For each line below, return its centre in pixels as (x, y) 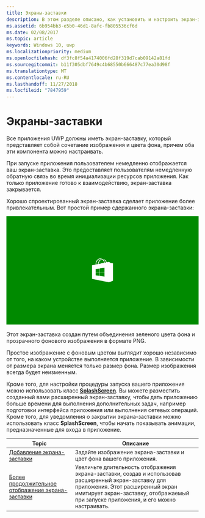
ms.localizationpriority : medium (49, 52)
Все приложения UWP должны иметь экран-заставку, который (89, 138)
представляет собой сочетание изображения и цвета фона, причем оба (100, 145)
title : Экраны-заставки (37, 13)
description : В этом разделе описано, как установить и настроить (92, 19)
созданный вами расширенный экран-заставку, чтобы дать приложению (102, 397)
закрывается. (24, 189)
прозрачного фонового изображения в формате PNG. (76, 341)
